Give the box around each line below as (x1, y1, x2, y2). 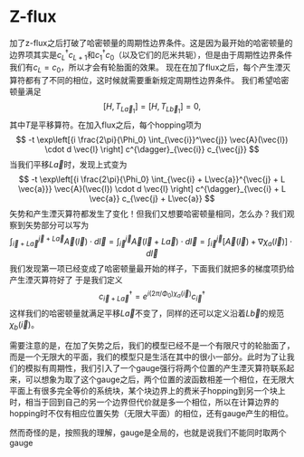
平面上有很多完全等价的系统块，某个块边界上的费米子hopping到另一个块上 (9, 386, 287, 396)
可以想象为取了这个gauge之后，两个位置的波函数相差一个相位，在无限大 (24, 374, 295, 386)
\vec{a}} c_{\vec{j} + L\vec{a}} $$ (89, 193, 215, 205)
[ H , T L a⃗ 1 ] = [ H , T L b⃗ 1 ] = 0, (102, 101, 202, 115)
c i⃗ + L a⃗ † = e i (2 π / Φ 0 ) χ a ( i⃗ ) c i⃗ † (99, 289, 205, 304)
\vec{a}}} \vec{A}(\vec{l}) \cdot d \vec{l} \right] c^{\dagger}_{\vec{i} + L (17, 184, 287, 195)
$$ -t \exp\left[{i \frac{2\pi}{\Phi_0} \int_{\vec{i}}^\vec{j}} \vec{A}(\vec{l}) (15, 134, 289, 146)
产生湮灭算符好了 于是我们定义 (9, 274, 123, 285)
